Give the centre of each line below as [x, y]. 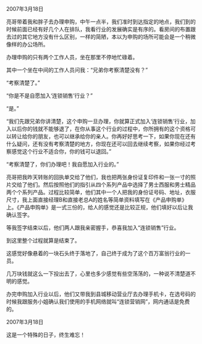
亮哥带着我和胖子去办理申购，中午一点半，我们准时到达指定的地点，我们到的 [101, 22]
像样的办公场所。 [27, 44]
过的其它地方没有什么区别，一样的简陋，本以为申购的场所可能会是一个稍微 [103, 37]
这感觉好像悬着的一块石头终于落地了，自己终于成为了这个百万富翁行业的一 [98, 253]
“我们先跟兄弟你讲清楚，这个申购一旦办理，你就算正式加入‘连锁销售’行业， [98, 121]
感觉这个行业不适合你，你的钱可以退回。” [61, 151]
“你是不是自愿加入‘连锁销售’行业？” [50, 96]
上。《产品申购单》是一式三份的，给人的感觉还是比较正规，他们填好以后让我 [100, 207]
